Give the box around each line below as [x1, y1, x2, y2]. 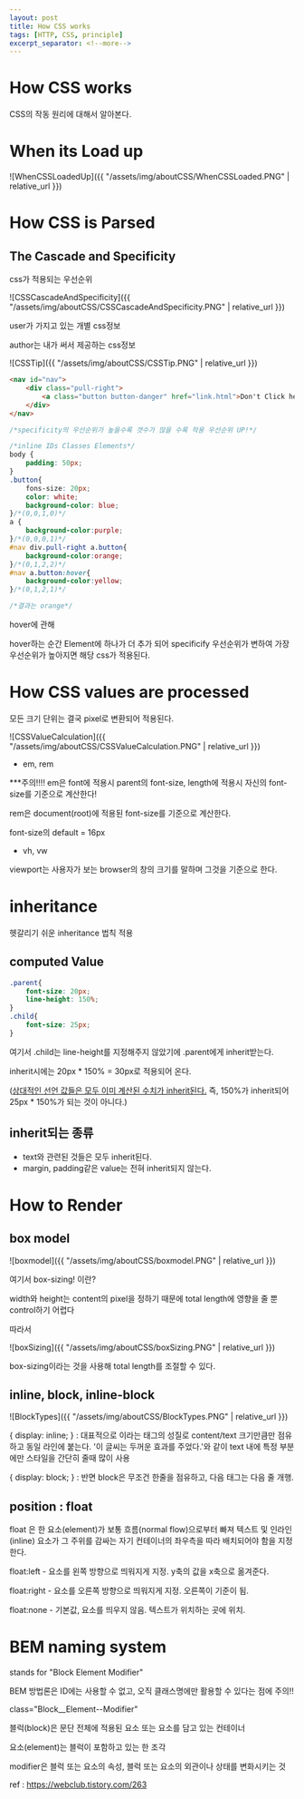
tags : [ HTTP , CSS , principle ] [9, 30, 124, 39]
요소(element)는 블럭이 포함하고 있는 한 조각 [9, 1742, 166, 1753]
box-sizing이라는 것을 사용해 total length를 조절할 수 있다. [9, 1360, 215, 1371]
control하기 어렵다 [9, 1304, 75, 1315]
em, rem [22, 758, 54, 769]
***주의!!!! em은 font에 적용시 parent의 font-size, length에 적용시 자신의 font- [9, 777, 288, 787]
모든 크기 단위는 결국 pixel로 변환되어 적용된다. [9, 713, 175, 724]
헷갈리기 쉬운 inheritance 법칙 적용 [9, 927, 134, 938]
